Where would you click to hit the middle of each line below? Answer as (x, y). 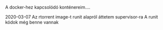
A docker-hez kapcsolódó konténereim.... (48, 7)
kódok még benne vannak (32, 22)
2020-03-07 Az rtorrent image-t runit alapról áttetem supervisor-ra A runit (82, 17)
